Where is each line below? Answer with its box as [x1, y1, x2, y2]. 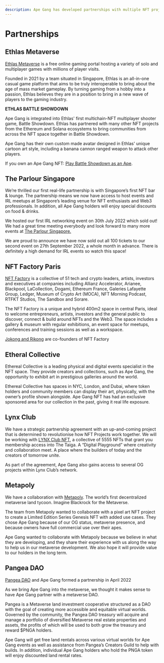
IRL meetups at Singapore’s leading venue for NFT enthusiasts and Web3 [5, 198, 152, 204]
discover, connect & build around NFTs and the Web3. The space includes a [5, 316, 158, 322]
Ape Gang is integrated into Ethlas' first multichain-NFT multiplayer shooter [5, 115, 156, 121]
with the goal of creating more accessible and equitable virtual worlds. [5, 606, 147, 612]
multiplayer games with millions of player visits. [5, 66, 100, 72]
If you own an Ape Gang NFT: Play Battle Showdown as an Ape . [5, 160, 133, 166]
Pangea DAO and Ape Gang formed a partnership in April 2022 [5, 577, 131, 583]
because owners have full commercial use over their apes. [5, 524, 123, 530]
